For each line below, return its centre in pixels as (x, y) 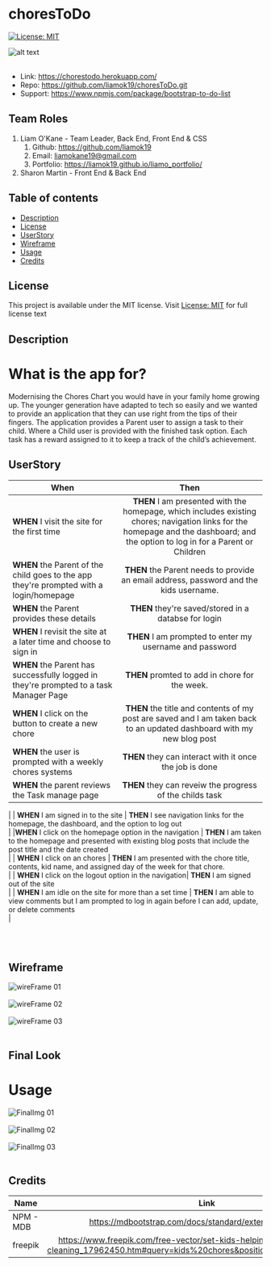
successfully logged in (55, 675)
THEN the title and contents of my (190, 708)
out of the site (31, 883)
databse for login (189, 618)
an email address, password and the (189, 580)
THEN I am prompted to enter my (190, 637)
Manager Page (40, 695)
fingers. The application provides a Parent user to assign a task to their (126, 422)
